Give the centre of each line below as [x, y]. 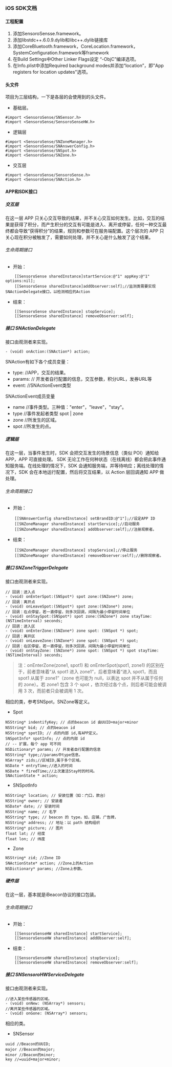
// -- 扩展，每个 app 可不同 [33, 744]
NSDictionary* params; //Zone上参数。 [45, 869]
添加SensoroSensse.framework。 [48, 34]
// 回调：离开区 [20, 636]
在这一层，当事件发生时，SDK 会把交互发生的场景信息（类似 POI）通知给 [82, 453]
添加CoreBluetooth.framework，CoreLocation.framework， [75, 47]
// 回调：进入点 [20, 592]
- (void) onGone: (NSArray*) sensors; [47, 1014]
